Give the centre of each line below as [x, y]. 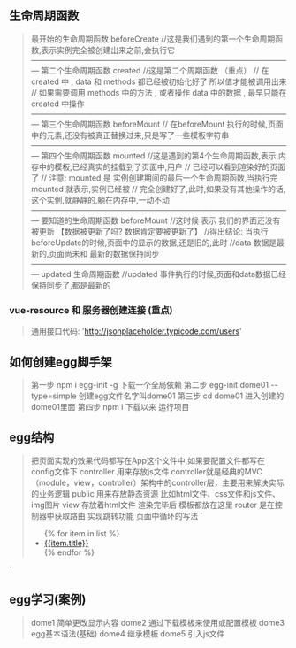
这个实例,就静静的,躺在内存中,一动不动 [100, 200]
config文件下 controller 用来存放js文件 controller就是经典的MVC [147, 471]
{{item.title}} [66, 543]
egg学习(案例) [48, 600]
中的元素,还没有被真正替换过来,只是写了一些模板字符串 [130, 135]
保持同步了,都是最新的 [71, 285]
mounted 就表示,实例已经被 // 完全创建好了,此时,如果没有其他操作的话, [158, 189]
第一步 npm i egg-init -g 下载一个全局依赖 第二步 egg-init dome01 [150, 384]
